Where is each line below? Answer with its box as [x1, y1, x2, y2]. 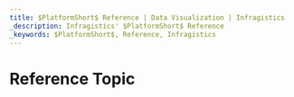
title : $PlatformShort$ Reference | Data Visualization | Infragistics [9, 13, 285, 22]
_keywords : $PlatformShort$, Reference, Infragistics [9, 30, 217, 39]
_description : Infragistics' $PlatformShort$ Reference [9, 22, 224, 31]
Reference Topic [9, 68, 136, 89]
